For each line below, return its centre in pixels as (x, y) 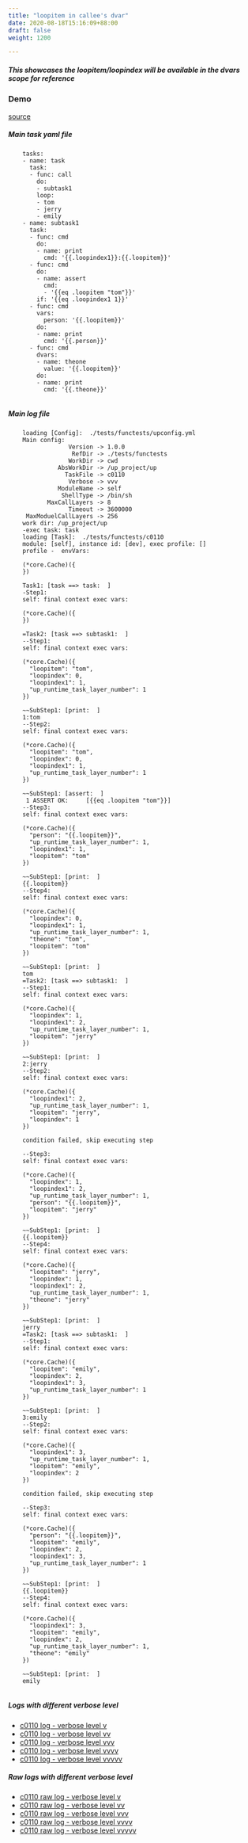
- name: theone (62, 361)
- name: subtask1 (51, 223)
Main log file (29, 414)
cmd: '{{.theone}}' (75, 389)
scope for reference (41, 78)
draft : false (30, 30)
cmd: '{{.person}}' (75, 341)
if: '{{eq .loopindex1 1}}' (83, 299)
